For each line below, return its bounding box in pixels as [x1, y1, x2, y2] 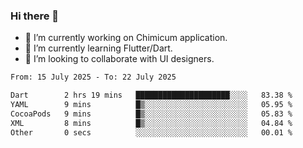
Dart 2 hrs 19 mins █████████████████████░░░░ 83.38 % [10, 90, 293, 101]
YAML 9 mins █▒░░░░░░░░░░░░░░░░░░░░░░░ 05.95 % [10, 100, 293, 110]
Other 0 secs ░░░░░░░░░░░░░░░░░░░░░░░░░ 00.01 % [10, 127, 293, 138]
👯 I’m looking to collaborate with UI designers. [24, 53, 215, 65]
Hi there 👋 [10, 9, 60, 23]
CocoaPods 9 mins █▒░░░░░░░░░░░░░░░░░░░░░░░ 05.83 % [10, 109, 293, 119]
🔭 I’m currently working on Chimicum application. [24, 32, 228, 44]
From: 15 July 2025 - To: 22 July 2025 [10, 72, 177, 83]
